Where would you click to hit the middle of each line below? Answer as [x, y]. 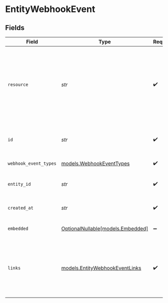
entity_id [19, 184]
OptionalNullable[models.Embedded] [105, 229]
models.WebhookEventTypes [95, 164]
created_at [20, 208]
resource [18, 84]
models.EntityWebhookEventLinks [101, 268]
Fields [15, 28]
